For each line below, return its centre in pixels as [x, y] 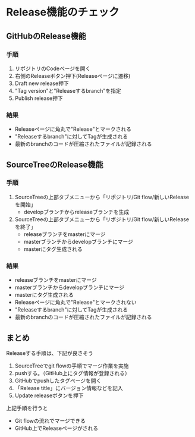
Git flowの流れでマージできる [50, 420]
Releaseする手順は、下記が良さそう [50, 353]
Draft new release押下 [42, 83]
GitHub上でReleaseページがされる [56, 428]
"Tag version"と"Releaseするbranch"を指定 [68, 90]
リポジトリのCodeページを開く [53, 68]
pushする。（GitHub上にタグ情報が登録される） [72, 373]
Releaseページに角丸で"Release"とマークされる [73, 129]
